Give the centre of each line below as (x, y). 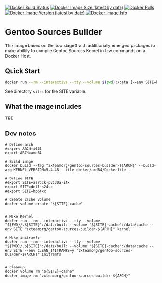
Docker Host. (18, 56)
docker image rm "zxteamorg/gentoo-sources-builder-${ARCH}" (68, 276)
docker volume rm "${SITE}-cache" (40, 272)
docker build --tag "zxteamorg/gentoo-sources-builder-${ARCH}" (71, 166)
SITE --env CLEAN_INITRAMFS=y (44, 251)
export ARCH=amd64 (23, 153)
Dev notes (20, 133)
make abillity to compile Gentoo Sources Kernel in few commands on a (75, 50)
